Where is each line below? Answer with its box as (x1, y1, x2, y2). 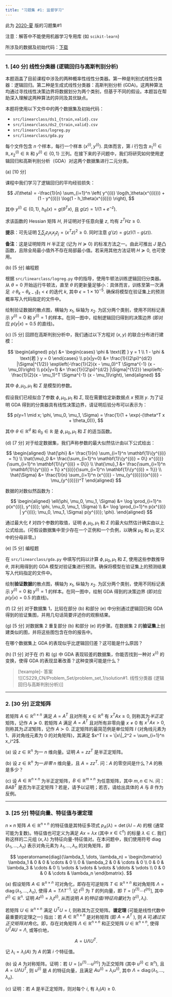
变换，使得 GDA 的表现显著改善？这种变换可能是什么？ (5, 657, 121, 664)
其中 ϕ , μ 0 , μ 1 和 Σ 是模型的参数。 (5, 382, 75, 390)
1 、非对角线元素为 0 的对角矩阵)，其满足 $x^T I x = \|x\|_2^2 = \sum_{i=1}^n (5, 733, 165, 739)
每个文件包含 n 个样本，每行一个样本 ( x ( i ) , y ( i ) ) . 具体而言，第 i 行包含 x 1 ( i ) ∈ (5, 142, 162, 150)
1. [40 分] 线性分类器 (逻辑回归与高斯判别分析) (5, 63, 119, 70)
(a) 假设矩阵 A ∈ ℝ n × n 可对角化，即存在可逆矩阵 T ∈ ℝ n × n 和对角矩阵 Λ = (5, 880, 164, 887)
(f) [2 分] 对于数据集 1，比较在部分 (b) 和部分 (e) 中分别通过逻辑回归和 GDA (5, 605, 163, 612)
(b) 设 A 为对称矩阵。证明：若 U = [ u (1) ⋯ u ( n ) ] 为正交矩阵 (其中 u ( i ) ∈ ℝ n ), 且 (5, 960, 165, 967)
